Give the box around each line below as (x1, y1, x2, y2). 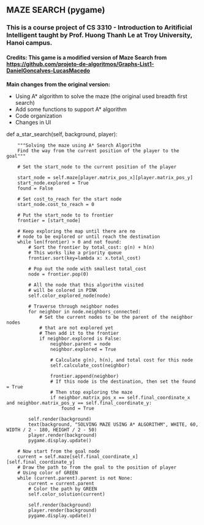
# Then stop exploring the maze (50, 389, 133, 395)
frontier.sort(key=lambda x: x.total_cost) (28, 255, 141, 261)
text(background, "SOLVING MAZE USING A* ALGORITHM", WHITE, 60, (28, 421, 199, 427)
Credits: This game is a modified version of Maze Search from (6, 53, 167, 61)
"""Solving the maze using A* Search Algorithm (17, 142, 141, 148)
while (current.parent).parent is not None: (17, 475, 133, 481)
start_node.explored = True (17, 180, 89, 186)
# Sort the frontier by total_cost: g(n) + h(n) (28, 244, 155, 250)
